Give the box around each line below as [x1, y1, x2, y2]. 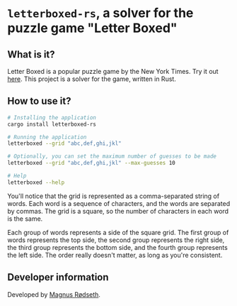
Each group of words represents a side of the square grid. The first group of [7, 228, 229, 236]
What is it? [7, 48, 55, 60]
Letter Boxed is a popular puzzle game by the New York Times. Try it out [7, 67, 219, 75]
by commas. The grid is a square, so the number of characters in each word [7, 207, 229, 215]
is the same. [7, 214, 43, 223]
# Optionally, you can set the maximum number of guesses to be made [7, 153, 217, 160]
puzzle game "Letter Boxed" [7, 20, 178, 36]
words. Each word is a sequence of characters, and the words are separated [7, 199, 231, 207]
